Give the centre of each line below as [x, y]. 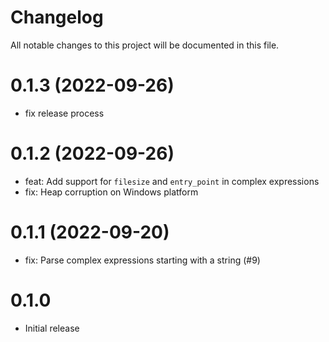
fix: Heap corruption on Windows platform [111, 192]
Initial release [52, 328]
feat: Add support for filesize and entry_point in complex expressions [172, 181]
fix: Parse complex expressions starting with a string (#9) [142, 260]
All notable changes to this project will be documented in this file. [145, 45]
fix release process [64, 113]
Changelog [57, 17]
